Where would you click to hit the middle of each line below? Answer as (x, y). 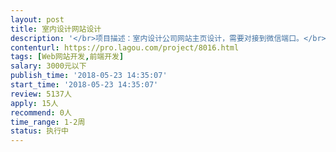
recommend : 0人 (41, 112)
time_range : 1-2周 (48, 122)
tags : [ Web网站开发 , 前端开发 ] (67, 57)
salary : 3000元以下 (48, 66)
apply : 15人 (34, 103)
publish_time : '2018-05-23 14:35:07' (89, 76)
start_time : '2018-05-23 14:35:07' (84, 85)
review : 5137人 (41, 94)
